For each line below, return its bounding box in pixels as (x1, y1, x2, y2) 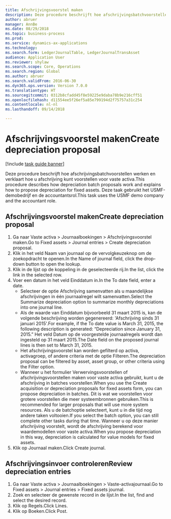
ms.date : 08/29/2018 (5, 26, 49, 32)
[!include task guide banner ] (5, 161, 65, 167)
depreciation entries (5, 468, 71, 476)
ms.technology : (5, 45, 38, 50)
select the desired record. (12, 497, 67, 503)
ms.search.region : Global (5, 69, 60, 74)
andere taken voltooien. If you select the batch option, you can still (20, 412, 159, 418)
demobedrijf (5, 192, 32, 198)
